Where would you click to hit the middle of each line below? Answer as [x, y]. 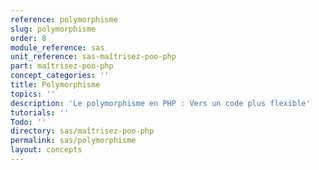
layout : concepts [46, 150]
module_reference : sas [57, 47]
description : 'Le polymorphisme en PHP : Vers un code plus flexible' [160, 103]
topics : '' [33, 94]
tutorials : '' [40, 112]
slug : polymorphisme [53, 29]
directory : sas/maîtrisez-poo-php [82, 131]
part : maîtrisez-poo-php [62, 66]
